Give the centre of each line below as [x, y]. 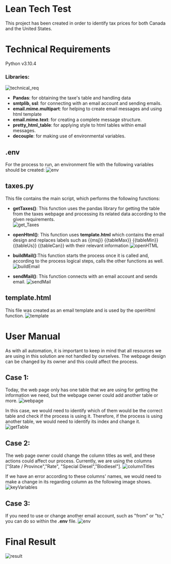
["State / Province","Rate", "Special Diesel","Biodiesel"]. [63, 467]
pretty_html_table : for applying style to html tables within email [79, 125]
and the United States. [29, 28]
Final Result [31, 542]
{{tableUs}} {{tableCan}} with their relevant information [71, 245]
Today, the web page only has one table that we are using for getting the [82, 390]
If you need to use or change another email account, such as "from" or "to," [85, 515]
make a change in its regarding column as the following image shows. [78, 482]
